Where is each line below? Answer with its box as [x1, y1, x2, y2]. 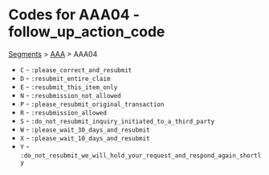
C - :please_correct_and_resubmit [19, 64, 132, 74]
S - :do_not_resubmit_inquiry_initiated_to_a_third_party [19, 116, 215, 125]
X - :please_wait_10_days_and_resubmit [19, 132, 150, 142]
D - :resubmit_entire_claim [19, 73, 111, 83]
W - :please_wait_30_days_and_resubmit [19, 124, 150, 134]
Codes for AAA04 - [8, 6, 141, 24]
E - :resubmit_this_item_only [19, 82, 118, 92]
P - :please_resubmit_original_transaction [19, 99, 165, 108]
